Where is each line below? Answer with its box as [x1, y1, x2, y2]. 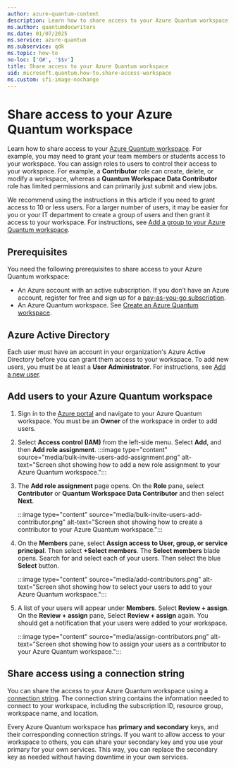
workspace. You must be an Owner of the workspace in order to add [17, 417, 218, 425]
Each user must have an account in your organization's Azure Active [7, 347, 206, 356]
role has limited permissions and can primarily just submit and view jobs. [7, 182, 218, 190]
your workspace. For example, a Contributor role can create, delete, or [7, 167, 213, 176]
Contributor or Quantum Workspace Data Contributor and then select [17, 489, 224, 497]
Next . [17, 496, 35, 505]
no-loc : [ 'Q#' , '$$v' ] [7, 56, 74, 63]
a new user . [7, 370, 41, 378]
